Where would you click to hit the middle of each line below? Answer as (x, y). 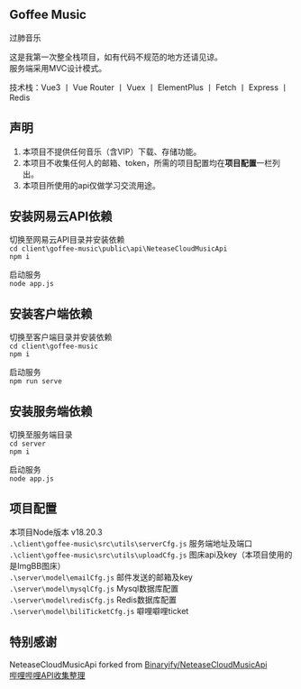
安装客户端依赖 (51, 313)
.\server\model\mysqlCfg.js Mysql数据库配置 (94, 588)
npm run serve (36, 381)
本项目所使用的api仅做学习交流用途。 (91, 185)
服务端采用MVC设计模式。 (58, 68)
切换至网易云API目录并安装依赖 (67, 240)
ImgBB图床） (41, 565)
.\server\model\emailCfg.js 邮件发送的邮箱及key (101, 577)
